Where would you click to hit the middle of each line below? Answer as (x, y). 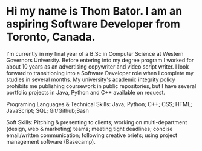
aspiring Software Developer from (93, 24)
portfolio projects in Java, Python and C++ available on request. (86, 92)
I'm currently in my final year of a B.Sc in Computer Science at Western (95, 53)
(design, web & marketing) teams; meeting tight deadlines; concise (90, 129)
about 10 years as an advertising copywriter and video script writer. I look (98, 66)
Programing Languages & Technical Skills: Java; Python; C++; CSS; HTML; (99, 104)
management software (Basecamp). (51, 141)
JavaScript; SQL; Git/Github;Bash (48, 110)
